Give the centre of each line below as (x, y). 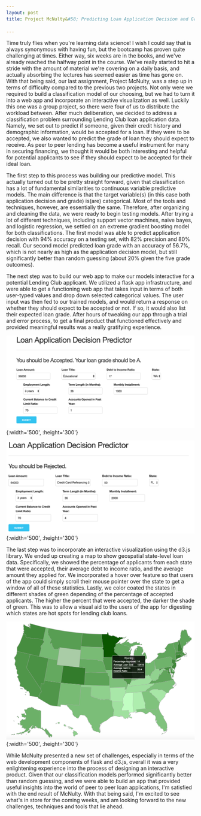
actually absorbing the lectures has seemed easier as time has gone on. (95, 75)
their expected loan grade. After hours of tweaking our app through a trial (97, 315)
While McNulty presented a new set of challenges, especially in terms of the (100, 755)
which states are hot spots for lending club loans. (67, 613)
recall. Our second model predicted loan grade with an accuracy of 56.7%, (98, 246)
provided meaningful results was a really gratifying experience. (84, 327)
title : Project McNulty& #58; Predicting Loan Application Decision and (97, 19)
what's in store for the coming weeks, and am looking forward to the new (96, 800)
